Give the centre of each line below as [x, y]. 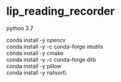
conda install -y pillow [34, 66]
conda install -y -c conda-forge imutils [55, 47]
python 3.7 [20, 28]
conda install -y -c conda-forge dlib [51, 59]
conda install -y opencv [36, 40]
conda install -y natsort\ [36, 72]
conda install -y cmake [35, 53]
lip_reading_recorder [61, 11]
